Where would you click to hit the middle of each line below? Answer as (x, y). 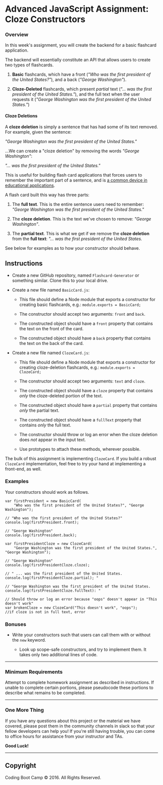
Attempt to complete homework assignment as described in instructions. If (80, 683)
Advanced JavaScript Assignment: (77, 9)
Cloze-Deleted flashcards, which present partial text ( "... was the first (82, 89)
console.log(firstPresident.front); (42, 522)
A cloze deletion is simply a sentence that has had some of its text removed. (81, 127)
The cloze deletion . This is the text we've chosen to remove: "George (81, 219)
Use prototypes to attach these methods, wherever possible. (80, 449)
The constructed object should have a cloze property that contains (86, 390)
